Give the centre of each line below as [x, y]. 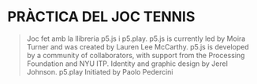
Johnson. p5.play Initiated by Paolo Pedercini [100, 71]
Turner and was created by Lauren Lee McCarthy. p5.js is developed [138, 46]
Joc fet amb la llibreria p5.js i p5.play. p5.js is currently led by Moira [136, 38]
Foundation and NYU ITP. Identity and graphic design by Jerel [127, 64]
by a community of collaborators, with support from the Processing [136, 55]
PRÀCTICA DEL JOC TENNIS [101, 17]
